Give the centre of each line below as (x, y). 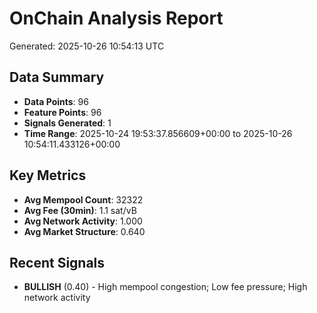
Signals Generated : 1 (67, 123)
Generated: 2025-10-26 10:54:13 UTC (87, 46)
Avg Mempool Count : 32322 (83, 199)
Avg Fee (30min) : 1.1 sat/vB (80, 210)
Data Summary (57, 77)
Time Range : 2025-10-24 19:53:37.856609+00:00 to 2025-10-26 (158, 133)
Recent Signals (57, 262)
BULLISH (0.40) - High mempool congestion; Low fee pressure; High (165, 287)
